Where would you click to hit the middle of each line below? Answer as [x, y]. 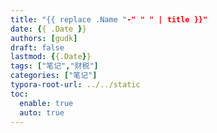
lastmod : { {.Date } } [51, 57]
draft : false [37, 47]
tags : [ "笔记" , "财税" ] [54, 66]
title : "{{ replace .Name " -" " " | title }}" [109, 19]
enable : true [46, 103]
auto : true [42, 112]
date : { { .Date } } [48, 29]
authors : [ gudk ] [44, 38]
